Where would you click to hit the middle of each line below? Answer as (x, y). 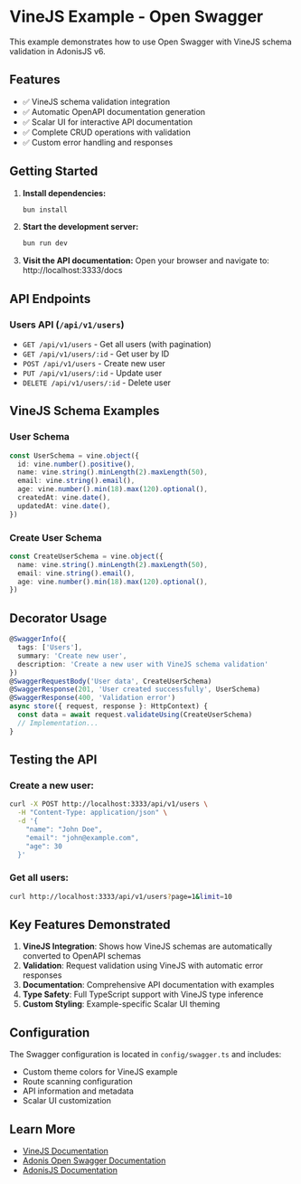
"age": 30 (44, 846)
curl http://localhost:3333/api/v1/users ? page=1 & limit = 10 (121, 896)
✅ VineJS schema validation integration (96, 101)
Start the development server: (80, 227)
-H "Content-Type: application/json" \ (93, 813)
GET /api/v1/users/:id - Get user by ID (96, 354)
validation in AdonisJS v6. (57, 51)
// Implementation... (58, 723)
